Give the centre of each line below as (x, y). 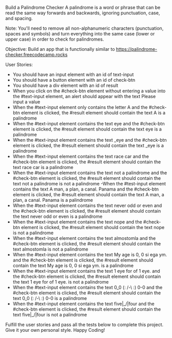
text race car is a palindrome (43, 167)
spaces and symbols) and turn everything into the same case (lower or (80, 34)
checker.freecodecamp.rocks (36, 54)
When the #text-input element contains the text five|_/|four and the (84, 304)
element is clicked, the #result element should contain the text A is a (93, 113)
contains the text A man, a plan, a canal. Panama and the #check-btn (86, 189)
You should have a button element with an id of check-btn (74, 80)
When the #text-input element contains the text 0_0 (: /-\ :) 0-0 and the (88, 287)
